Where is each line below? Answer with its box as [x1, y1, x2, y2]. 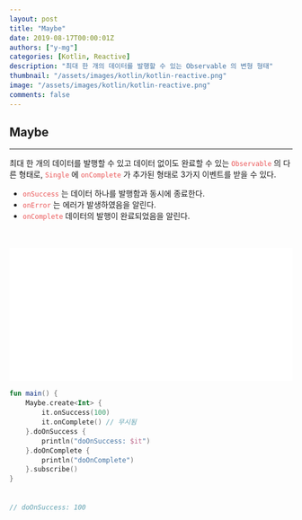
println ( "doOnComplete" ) [41, 455, 135, 464]
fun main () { [9, 389, 58, 399]
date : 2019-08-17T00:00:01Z [9, 33, 115, 42]
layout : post [9, 14, 58, 23]
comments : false [9, 90, 70, 99]
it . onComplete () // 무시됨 [41, 418, 138, 427]
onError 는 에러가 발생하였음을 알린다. [22, 199, 157, 210]
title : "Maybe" [9, 23, 67, 33]
